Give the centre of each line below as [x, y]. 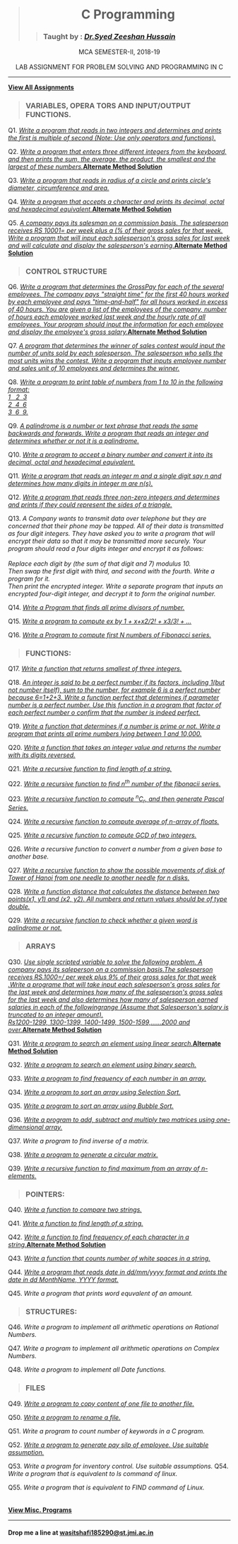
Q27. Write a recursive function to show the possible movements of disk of [117, 871]
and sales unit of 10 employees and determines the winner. [94, 369]
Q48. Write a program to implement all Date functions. [87, 1370]
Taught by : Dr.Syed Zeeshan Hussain [109, 37]
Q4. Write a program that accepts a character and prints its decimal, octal [116, 201]
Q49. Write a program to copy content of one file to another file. [101, 1404]
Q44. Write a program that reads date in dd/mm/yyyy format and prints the [118, 1272]
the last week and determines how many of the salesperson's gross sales [115, 992]
